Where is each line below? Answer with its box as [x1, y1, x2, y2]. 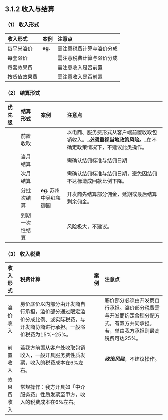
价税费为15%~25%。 [20, 331, 71, 338]
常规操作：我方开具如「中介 [20, 384, 86, 391]
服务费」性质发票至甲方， [20, 391, 81, 398]
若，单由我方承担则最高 [104, 327, 160, 334]
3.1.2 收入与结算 [5, 5, 55, 14]
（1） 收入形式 [5, 21, 40, 28]
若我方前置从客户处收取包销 [20, 344, 86, 351]
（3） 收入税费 [5, 250, 41, 257]
